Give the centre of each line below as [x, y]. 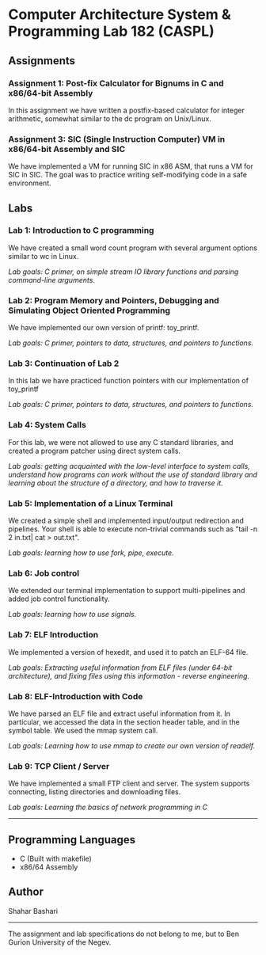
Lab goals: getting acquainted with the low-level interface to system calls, [129, 466]
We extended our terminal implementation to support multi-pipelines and [127, 591]
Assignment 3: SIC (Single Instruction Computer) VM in [117, 139]
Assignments [42, 61]
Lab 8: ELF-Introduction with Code [76, 696]
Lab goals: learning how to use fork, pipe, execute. [91, 553]
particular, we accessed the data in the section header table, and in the [124, 721]
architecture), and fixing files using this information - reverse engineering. [129, 675]
